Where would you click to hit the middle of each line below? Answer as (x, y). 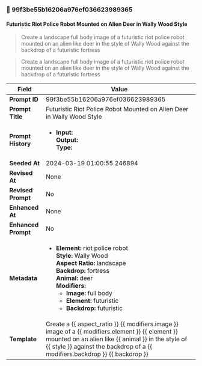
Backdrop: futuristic (94, 308)
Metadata (23, 278)
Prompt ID (24, 100)
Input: (65, 133)
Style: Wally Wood (82, 256)
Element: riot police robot (92, 248)
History (20, 144)
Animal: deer (75, 278)
